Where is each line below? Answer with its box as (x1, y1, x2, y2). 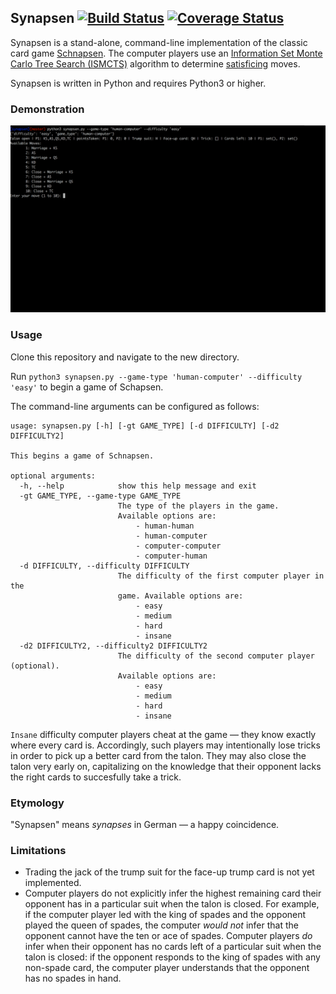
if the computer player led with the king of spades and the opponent (24, 909, 307, 921)
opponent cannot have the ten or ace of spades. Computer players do (24, 930, 313, 942)
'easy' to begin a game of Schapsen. (10, 381, 164, 393)
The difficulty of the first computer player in (117, 571, 325, 581)
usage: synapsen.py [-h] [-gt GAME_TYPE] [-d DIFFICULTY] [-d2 (10, 421, 280, 431)
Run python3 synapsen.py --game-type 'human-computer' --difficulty (10, 370, 303, 382)
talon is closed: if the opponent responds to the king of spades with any (24, 951, 321, 963)
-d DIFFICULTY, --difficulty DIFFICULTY (19, 561, 190, 571)
